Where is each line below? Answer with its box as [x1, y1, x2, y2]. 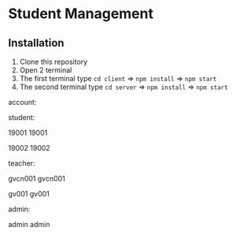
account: [8, 98, 37, 106]
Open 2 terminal [19, 65, 72, 75]
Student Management [8, 5, 153, 23]
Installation [8, 36, 65, 50]
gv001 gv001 [8, 189, 50, 198]
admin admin [8, 220, 50, 229]
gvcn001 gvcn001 [8, 174, 65, 183]
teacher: [8, 159, 35, 168]
